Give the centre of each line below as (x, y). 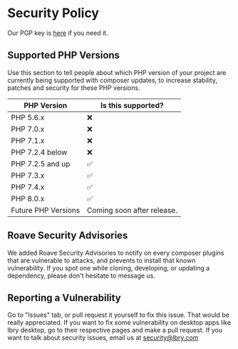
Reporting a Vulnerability (64, 298)
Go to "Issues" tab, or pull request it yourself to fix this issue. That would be (119, 315)
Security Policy (53, 13)
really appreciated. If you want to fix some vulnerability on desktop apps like (119, 323)
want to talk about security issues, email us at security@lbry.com (103, 338)
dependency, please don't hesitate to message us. (81, 275)
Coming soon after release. (132, 210)
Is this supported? (132, 105)
